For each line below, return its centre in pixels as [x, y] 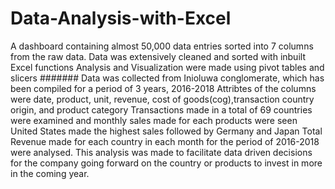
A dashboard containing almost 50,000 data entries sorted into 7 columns [162, 46]
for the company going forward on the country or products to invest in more [166, 163]
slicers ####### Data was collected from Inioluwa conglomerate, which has [167, 78]
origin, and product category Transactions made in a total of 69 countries [161, 109]
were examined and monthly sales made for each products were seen [154, 120]
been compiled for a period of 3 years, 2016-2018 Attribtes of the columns [163, 88]
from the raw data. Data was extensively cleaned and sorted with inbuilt [158, 56]
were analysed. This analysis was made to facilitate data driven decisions [161, 152]
